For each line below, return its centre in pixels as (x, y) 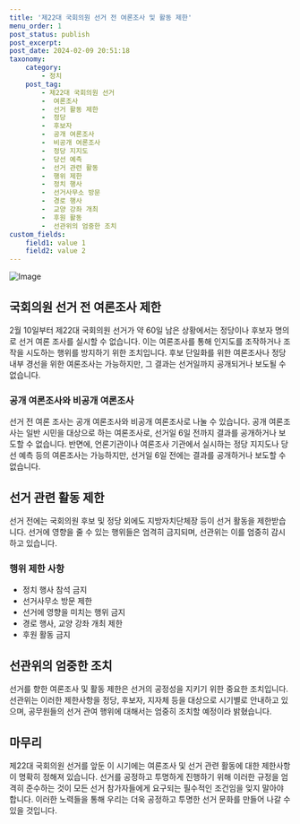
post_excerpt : (36, 43)
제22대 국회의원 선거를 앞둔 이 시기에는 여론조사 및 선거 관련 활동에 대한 (134, 765)
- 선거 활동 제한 (70, 109)
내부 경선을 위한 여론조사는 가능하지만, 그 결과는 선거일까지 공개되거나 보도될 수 (148, 363)
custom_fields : (38, 234)
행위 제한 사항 (37, 568)
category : (44, 68)
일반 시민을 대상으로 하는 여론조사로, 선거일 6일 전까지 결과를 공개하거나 (151, 433)
